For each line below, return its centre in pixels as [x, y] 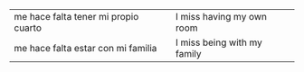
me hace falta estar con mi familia [85, 48]
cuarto [28, 28]
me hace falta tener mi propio [76, 17]
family [188, 54]
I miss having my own [221, 17]
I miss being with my [218, 42]
